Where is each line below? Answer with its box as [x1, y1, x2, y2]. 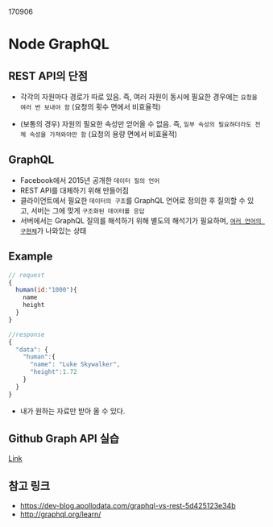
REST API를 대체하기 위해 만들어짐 [19, 185, 129, 195]
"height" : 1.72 [29, 368, 78, 376]
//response [8, 330, 45, 338]
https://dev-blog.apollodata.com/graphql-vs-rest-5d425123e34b [19, 501, 236, 511]
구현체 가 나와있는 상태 [19, 226, 87, 235]
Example [8, 250, 53, 263]
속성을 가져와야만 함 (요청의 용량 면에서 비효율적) [29, 129, 178, 139]
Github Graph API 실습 [8, 432, 119, 446]
